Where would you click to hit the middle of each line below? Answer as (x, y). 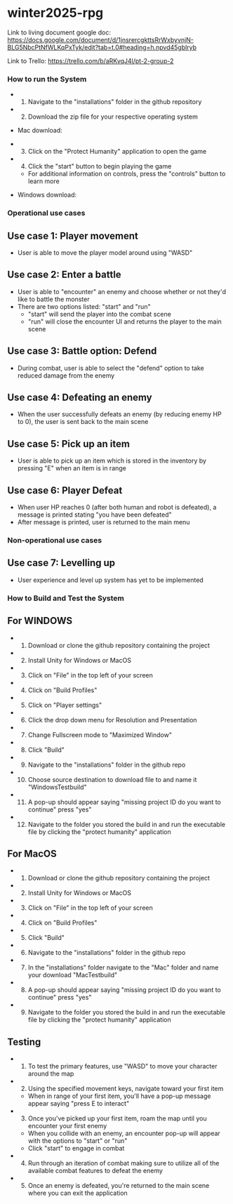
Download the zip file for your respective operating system (113, 117)
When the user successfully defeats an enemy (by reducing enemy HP (120, 414)
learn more (44, 181)
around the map (51, 1074)
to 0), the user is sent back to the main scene (83, 422)
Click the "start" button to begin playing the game (100, 166)
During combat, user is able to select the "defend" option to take (111, 368)
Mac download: (40, 131)
